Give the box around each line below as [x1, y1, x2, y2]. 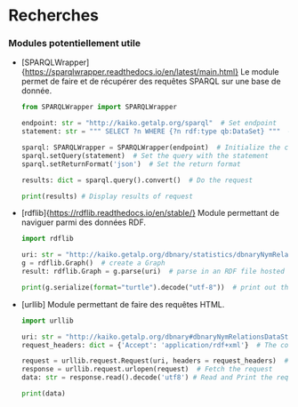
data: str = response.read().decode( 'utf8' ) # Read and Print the [20, 373, 273, 382]
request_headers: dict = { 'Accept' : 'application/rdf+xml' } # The [20, 340, 278, 349]
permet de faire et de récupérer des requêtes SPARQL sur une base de [20, 76, 281, 87]
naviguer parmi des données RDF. [20, 217, 147, 227]
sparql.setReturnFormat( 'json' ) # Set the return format [20, 159, 241, 169]
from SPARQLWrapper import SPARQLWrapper [20, 103, 178, 112]
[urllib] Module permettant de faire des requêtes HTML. [20, 299, 225, 309]
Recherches [8, 5, 100, 26]
